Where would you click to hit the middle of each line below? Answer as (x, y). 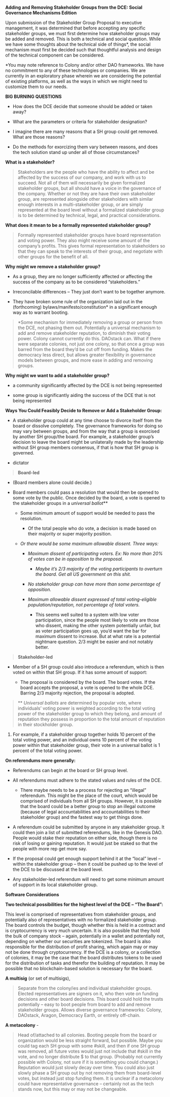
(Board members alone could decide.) (52, 483)
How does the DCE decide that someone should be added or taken (82, 106)
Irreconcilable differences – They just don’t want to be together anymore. (89, 292)
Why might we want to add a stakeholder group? (58, 376)
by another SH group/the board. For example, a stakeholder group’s (83, 437)
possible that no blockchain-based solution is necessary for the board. (79, 968)
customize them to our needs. (37, 87)
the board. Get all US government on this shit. (83, 574)
